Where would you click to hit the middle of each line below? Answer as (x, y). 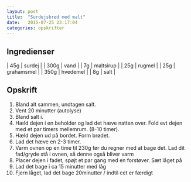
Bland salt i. (29, 116)
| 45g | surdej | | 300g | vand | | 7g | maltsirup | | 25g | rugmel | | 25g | (91, 66)
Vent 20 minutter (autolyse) (48, 110)
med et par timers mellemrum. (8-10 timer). (67, 129)
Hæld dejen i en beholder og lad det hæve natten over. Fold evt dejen (99, 123)
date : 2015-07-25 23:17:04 (42, 22)
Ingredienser (31, 51)
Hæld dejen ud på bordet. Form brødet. (62, 135)
